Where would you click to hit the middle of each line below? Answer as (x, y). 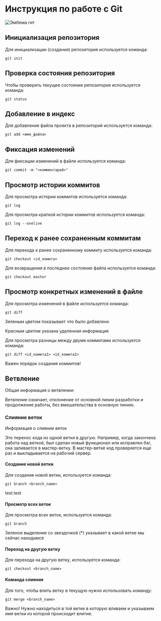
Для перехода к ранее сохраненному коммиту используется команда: (79, 250)
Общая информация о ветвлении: (40, 390)
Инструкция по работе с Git (64, 9)
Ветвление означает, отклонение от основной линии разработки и (74, 400)
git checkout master (26, 277)
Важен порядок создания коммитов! (43, 363)
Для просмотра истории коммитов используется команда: (66, 196)
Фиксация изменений (40, 149)
